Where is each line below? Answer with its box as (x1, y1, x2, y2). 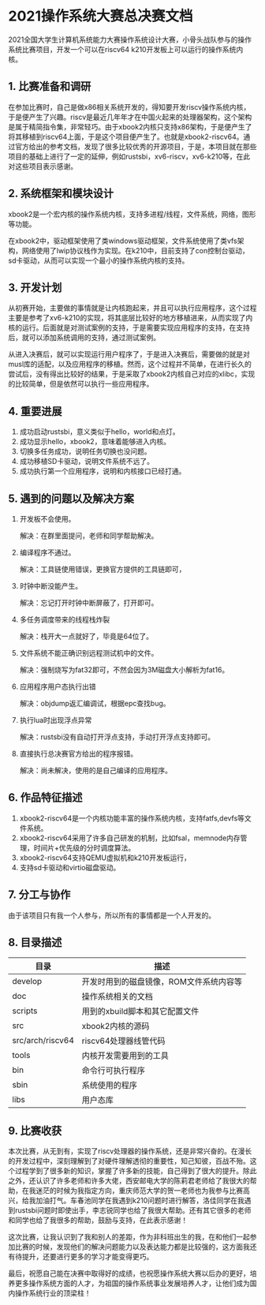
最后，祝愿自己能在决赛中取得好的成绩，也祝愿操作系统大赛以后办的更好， (8, 1269, 250, 1278)
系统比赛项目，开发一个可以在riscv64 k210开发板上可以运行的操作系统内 (8, 44, 244, 54)
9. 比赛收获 (8, 1124, 62, 1137)
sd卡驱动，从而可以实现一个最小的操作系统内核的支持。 (8, 256, 189, 265)
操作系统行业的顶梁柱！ (14, 1288, 91, 1298)
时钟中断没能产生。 (19, 581, 83, 590)
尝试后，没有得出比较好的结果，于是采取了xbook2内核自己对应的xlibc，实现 (8, 369, 256, 379)
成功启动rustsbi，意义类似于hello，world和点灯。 (19, 427, 180, 436)
